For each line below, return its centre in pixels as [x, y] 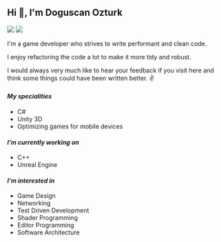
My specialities [30, 97]
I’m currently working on [43, 142]
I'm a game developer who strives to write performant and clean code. [107, 43]
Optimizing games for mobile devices [70, 127]
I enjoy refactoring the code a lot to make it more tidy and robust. [99, 57]
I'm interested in [31, 181]
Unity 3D [30, 119]
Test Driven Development [53, 210]
